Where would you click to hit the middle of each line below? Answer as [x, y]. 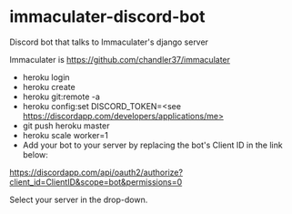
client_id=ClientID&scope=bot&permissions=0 [96, 182]
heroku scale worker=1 [65, 135]
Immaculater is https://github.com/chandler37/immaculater [120, 59]
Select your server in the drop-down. [79, 199]
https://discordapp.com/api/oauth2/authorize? [96, 172]
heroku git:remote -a [61, 97]
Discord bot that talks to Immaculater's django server [109, 42]
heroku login [46, 77]
